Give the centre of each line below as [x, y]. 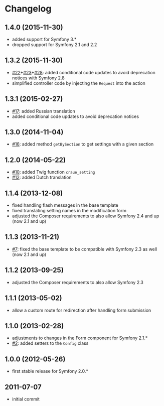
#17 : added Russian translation [44, 111]
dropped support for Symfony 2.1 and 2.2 [54, 45]
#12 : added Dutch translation [42, 177]
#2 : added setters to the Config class [50, 343]
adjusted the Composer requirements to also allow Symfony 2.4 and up [86, 216]
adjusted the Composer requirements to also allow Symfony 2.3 [78, 282]
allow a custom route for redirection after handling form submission [81, 310]
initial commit [26, 399]
